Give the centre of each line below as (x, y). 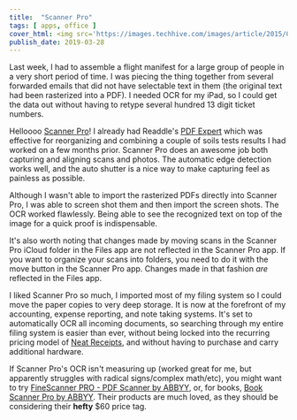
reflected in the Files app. (56, 279)
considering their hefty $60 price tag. (78, 407)
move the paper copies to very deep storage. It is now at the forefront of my (148, 305)
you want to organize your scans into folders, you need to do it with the (139, 260)
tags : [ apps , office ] (53, 26)
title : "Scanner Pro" (51, 17)
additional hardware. (46, 352)
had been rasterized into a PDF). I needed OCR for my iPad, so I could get (143, 95)
